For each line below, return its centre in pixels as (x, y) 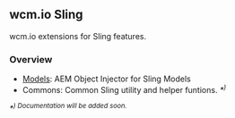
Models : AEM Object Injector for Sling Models (106, 79)
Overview (31, 59)
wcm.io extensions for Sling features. (78, 36)
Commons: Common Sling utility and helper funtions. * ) (124, 89)
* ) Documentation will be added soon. (68, 108)
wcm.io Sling (46, 15)
